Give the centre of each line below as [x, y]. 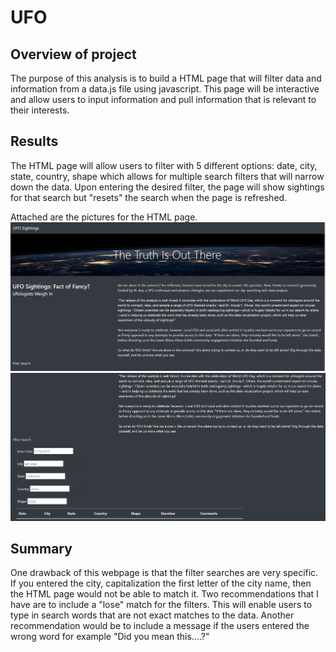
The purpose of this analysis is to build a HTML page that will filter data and [166, 78]
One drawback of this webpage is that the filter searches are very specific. [164, 573]
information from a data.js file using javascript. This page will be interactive [165, 89]
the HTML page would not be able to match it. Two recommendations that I [164, 594]
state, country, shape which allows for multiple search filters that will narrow [167, 176]
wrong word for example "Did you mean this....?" [110, 637]
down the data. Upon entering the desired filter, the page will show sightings [167, 187]
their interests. [40, 110]
